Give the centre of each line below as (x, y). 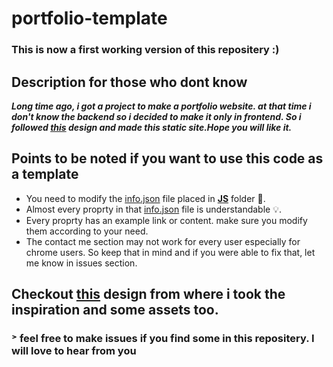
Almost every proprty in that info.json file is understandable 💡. (154, 209)
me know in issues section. (81, 263)
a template (45, 174)
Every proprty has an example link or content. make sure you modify (166, 220)
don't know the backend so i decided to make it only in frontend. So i (156, 116)
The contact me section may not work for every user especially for (163, 241)
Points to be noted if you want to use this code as (167, 158)
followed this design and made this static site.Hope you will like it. (152, 127)
